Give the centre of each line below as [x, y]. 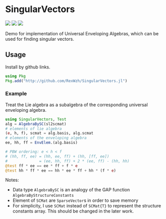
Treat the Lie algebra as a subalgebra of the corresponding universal [76, 105]
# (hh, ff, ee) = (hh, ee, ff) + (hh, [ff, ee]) [57, 156]
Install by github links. [28, 67]
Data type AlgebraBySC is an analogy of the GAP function [71, 190]
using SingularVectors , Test [36, 119]
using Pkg [16, 76]
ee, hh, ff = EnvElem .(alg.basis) [42, 143]
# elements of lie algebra [34, 129]
